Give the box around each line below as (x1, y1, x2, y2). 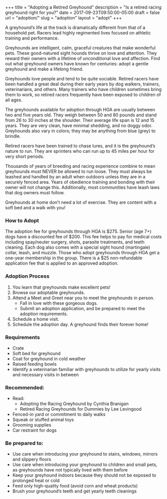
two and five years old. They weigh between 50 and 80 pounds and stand (5, 112, 157, 118)
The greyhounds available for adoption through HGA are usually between (5, 107, 156, 112)
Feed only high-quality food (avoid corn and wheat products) (12, 483, 138, 489)
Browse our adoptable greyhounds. (12, 289, 85, 295)
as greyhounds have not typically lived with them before (12, 467, 128, 473)
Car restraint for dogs (12, 427, 57, 434)
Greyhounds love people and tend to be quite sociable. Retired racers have (5, 76, 159, 81)
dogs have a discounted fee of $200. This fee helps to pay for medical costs (5, 234, 162, 240)
